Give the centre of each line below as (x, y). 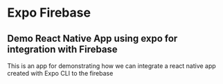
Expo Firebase (49, 13)
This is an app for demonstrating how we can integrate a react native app (111, 66)
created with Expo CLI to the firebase (60, 73)
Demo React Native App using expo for (92, 39)
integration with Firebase (62, 49)
